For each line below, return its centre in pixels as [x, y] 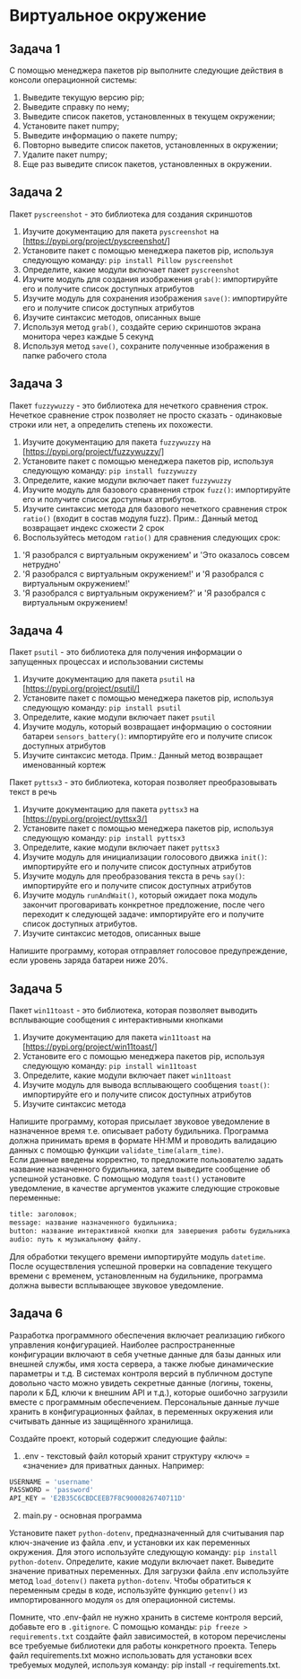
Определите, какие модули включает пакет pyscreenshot [131, 270]
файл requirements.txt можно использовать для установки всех [131, 1656]
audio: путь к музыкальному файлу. [76, 1239]
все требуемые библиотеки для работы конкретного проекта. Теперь [143, 1646]
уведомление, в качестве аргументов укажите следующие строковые [145, 1189]
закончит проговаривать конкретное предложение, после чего [144, 905]
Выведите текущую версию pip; [83, 97]
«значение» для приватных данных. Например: [113, 1465]
